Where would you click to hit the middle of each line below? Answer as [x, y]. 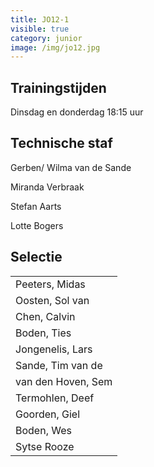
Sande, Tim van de [59, 365]
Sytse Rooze [45, 446]
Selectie [36, 257]
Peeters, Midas [50, 284]
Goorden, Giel [48, 414]
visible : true [40, 29]
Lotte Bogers [37, 225]
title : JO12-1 [40, 19]
